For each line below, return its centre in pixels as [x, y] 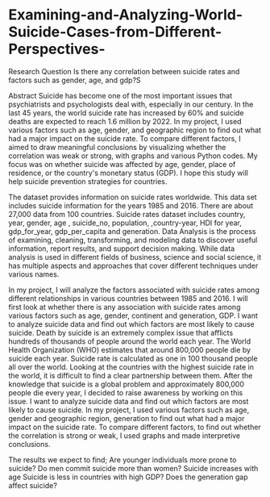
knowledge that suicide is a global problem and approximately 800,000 [126, 384]
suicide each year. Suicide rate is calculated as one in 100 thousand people [133, 358]
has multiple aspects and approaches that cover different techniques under [133, 265]
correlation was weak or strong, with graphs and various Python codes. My [133, 156]
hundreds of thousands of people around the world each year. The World [130, 341]
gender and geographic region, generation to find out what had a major [127, 418]
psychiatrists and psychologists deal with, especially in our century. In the [131, 104]
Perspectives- [57, 49]
